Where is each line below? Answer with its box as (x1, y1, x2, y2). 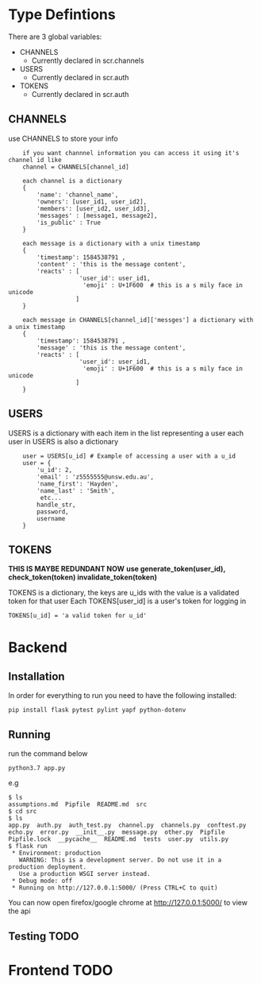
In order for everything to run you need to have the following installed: (8, 691, 237, 700)
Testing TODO (8, 929, 79, 943)
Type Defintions (8, 6, 117, 24)
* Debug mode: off (11, 877, 73, 885)
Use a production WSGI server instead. (18, 870, 151, 878)
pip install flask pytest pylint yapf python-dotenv (8, 706, 186, 715)
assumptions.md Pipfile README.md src (8, 800, 148, 808)
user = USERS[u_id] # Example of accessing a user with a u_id (22, 451, 236, 460)
